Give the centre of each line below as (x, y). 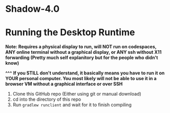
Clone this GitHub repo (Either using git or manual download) (77, 94)
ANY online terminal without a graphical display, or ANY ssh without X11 (83, 52)
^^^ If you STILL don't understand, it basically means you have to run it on (85, 73)
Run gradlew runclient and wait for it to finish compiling (72, 105)
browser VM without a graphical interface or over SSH (64, 84)
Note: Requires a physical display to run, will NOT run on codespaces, (81, 47)
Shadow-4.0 (33, 9)
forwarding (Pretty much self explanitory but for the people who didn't (82, 58)
